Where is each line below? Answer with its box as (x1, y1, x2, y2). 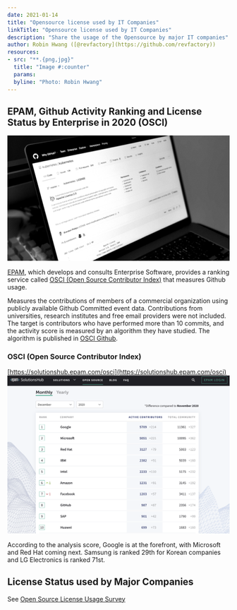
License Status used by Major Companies (7, 576, 194, 588)
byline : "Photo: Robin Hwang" (13, 78, 102, 85)
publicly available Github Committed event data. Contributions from (7, 304, 203, 312)
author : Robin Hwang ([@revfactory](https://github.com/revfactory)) (7, 41, 217, 49)
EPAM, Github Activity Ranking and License (7, 105, 202, 117)
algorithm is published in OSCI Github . (7, 334, 119, 342)
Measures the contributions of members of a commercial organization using (7, 297, 228, 305)
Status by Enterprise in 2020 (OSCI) (7, 116, 168, 128)
